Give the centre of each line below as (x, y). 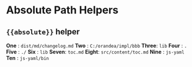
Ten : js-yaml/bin (27, 58)
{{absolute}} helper (43, 32)
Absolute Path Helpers (62, 10)
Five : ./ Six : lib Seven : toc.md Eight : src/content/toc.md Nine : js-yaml (95, 52)
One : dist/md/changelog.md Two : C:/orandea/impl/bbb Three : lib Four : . (97, 45)
